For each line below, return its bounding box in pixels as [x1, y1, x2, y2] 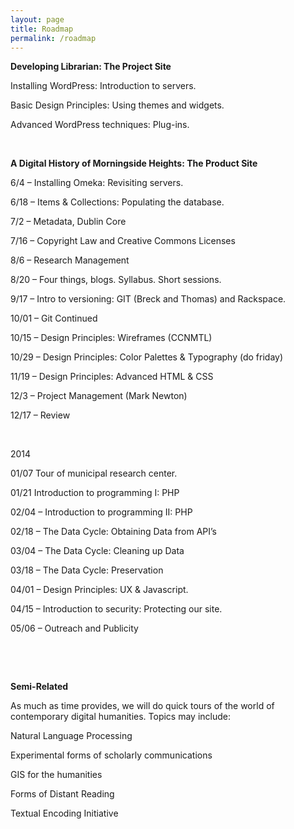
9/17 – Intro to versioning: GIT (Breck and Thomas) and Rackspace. [10, 293, 287, 305]
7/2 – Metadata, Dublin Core [10, 216, 127, 228]
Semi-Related [10, 681, 69, 693]
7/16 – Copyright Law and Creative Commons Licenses [10, 235, 236, 247]
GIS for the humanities [10, 769, 103, 781]
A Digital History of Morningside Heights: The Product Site [10, 157, 258, 170]
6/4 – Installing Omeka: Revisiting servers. [10, 177, 184, 189]
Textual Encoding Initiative [10, 807, 119, 820]
